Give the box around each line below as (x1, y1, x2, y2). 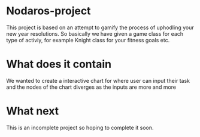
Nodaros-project (6, 4, 91, 18)
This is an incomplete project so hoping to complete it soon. (6, 124, 154, 131)
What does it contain (6, 58, 112, 71)
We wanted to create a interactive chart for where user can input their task (6, 77, 190, 84)
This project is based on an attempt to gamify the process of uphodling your (6, 24, 194, 31)
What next (6, 104, 59, 118)
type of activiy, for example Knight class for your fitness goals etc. (6, 36, 170, 43)
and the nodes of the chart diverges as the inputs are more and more (6, 83, 177, 91)
